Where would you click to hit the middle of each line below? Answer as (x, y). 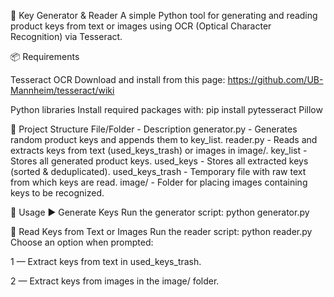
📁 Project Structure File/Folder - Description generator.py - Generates (154, 129)
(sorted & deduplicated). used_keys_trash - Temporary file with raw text (158, 171)
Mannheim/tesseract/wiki (62, 90)
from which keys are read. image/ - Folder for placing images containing (159, 182)
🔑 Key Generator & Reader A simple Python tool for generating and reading (164, 15)
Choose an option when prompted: (82, 242)
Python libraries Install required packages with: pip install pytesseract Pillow (166, 109)
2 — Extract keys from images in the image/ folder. (115, 281)
